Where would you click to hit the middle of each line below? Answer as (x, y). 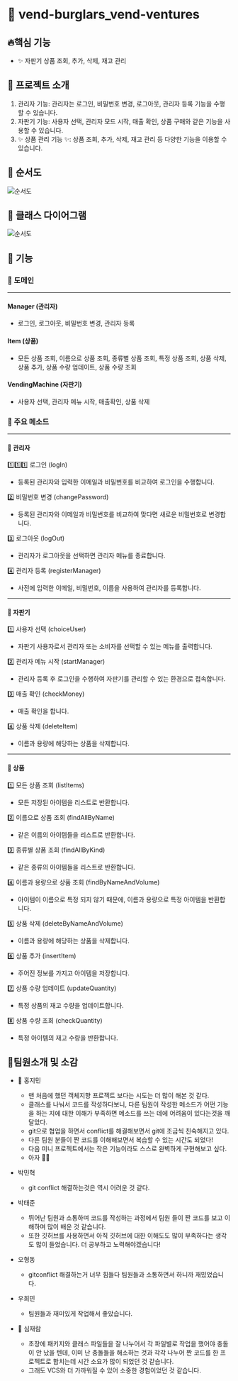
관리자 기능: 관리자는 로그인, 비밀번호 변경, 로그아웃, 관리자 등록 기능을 (115, 104)
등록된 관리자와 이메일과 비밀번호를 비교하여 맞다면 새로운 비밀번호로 (112, 514)
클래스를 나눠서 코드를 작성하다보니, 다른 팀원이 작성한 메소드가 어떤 (122, 1104)
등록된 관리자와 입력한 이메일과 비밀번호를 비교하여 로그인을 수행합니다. (116, 482)
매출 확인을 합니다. (43, 711)
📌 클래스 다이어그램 (47, 216)
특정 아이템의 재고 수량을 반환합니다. (68, 1038)
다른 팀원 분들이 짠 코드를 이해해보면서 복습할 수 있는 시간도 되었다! (121, 1140)
